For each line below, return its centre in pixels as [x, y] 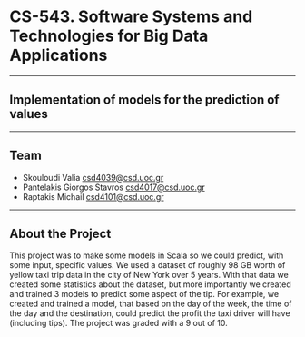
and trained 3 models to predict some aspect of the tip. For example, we [144, 294]
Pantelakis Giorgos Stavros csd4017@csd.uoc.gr [114, 187]
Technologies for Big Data [109, 36]
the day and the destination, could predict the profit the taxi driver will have [150, 313]
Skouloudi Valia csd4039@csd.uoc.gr [93, 177]
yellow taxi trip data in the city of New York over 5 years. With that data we [149, 275]
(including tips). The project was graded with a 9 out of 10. [119, 323]
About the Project [60, 233]
